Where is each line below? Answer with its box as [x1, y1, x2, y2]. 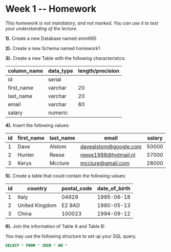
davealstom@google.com [80, 143, 142, 150]
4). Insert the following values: [5, 122, 70, 128]
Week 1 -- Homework [5, 3, 97, 15]
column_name [8, 67, 44, 74]
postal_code [61, 185, 92, 192]
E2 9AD [61, 201, 80, 209]
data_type [48, 67, 73, 74]
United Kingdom [17, 201, 57, 209]
